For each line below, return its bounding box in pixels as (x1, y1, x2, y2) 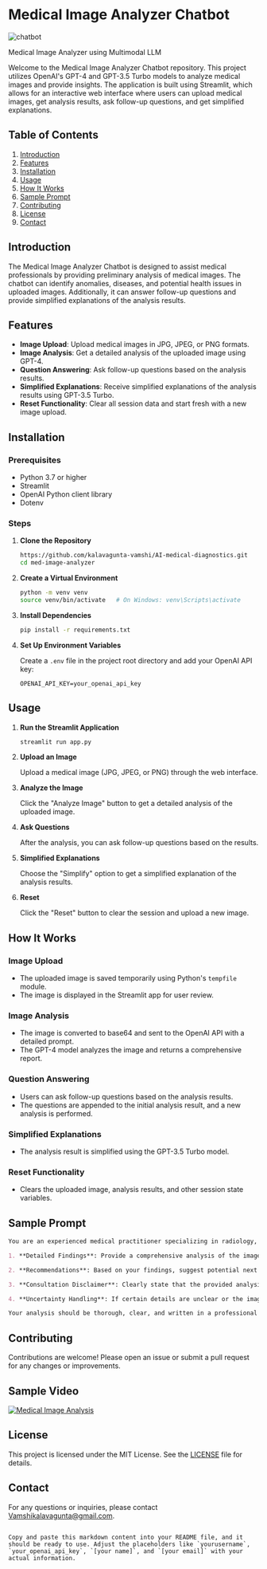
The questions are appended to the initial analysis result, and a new (19, 1100, 241, 1110)
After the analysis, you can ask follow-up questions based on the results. (19, 838, 259, 847)
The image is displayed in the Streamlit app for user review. (19, 990, 215, 1000)
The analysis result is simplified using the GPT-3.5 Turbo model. (19, 1146, 230, 1156)
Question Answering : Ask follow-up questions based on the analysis (19, 365, 246, 375)
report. (19, 1054, 43, 1064)
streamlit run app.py (19, 737, 91, 746)
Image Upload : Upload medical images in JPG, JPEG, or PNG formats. (19, 340, 250, 349)
